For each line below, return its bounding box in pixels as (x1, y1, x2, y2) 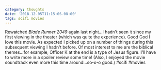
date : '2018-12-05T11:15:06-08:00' (5, 12, 77, 16)
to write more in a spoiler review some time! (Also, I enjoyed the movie (5, 55, 145, 60)
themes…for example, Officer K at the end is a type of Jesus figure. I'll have (5, 49, 156, 55)
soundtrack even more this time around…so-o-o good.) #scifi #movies (5, 59, 146, 65)
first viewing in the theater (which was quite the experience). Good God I (5, 34, 150, 40)
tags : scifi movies (5, 16, 45, 21)
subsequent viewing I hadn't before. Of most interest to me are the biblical (5, 44, 154, 50)
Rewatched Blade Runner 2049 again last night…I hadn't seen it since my (5, 29, 151, 35)
